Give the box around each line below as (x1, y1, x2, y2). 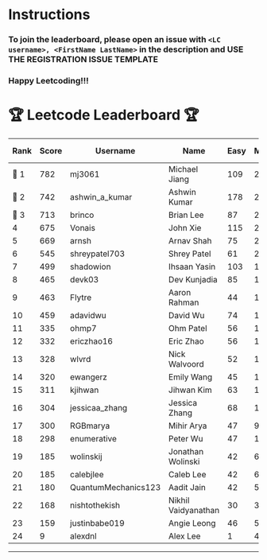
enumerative (70, 433, 118, 444)
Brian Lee (168, 209, 204, 220)
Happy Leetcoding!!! (8, 76, 89, 87)
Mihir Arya (168, 420, 207, 431)
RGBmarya (70, 420, 110, 431)
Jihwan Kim (168, 384, 212, 395)
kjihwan (70, 384, 99, 395)
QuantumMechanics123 (70, 481, 161, 492)
